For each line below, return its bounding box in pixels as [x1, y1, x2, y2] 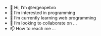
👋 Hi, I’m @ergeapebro [9, 5, 56, 10]
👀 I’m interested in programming [9, 10, 76, 16]
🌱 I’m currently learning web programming [9, 15, 97, 20]
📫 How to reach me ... [9, 26, 56, 31]
